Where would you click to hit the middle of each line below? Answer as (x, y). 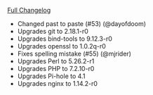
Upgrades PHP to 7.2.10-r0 (56, 69)
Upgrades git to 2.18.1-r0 (53, 31)
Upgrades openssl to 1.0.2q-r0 (62, 46)
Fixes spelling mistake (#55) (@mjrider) (74, 53)
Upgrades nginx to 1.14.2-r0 (58, 83)
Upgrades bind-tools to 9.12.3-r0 (65, 39)
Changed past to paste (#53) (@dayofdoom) (81, 24)
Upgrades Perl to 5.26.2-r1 (56, 61)
